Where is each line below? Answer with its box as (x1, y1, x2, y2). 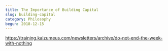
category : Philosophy (5, 16, 51, 21)
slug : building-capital (5, 12, 56, 17)
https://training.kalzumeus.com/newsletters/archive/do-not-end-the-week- (5, 35, 163, 41)
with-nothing (5, 40, 32, 46)
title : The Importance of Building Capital (5, 7, 99, 12)
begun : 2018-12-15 (5, 21, 44, 26)
